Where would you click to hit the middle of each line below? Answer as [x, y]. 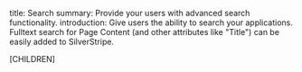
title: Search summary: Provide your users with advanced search [130, 13]
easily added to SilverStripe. [62, 41]
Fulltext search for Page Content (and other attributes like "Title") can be [145, 32]
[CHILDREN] [33, 59]
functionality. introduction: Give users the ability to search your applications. [151, 22]
